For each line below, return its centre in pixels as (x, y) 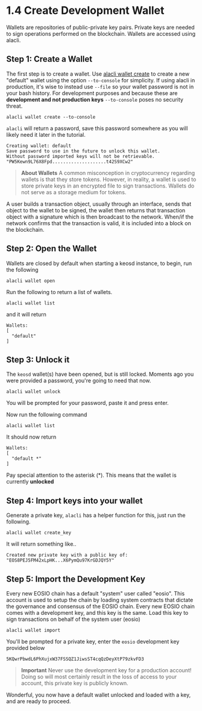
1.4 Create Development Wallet (85, 11)
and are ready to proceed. (39, 701)
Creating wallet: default (39, 146)
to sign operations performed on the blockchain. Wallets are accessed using (101, 33)
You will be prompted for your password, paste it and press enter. (87, 403)
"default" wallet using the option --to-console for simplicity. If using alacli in (101, 80)
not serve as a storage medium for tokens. (74, 192)
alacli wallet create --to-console (51, 117)
